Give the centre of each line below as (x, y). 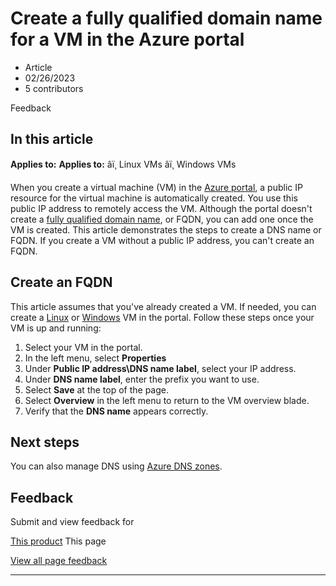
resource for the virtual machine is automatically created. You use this (154, 198)
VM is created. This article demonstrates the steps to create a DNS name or (166, 229)
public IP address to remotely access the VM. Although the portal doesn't (161, 208)
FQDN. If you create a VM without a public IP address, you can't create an (162, 240)
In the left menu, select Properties (95, 358)
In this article (52, 139)
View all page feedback (59, 561)
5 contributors (54, 88)
